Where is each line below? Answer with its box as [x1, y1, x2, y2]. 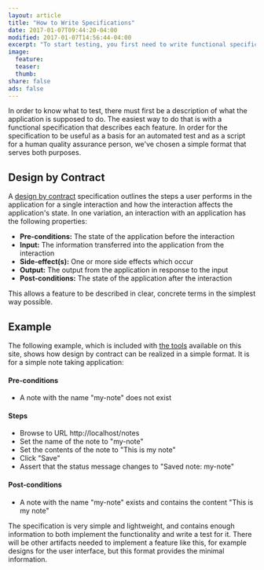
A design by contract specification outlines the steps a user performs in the [8, 192, 253, 201]
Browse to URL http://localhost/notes [19, 428, 140, 438]
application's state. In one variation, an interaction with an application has [8, 208, 246, 218]
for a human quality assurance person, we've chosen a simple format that [8, 139, 247, 149]
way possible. [8, 297, 53, 307]
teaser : [15, 63, 41, 71]
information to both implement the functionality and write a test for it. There [8, 529, 252, 539]
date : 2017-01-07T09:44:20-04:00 [8, 26, 118, 34]
